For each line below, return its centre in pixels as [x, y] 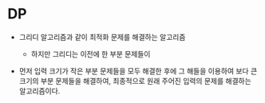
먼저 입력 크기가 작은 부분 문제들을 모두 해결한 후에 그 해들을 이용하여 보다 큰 [138, 71]
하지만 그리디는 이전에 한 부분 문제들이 [91, 53]
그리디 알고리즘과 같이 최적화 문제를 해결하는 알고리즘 [102, 37]
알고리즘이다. [40, 91]
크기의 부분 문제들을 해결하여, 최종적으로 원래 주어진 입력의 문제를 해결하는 [135, 81]
